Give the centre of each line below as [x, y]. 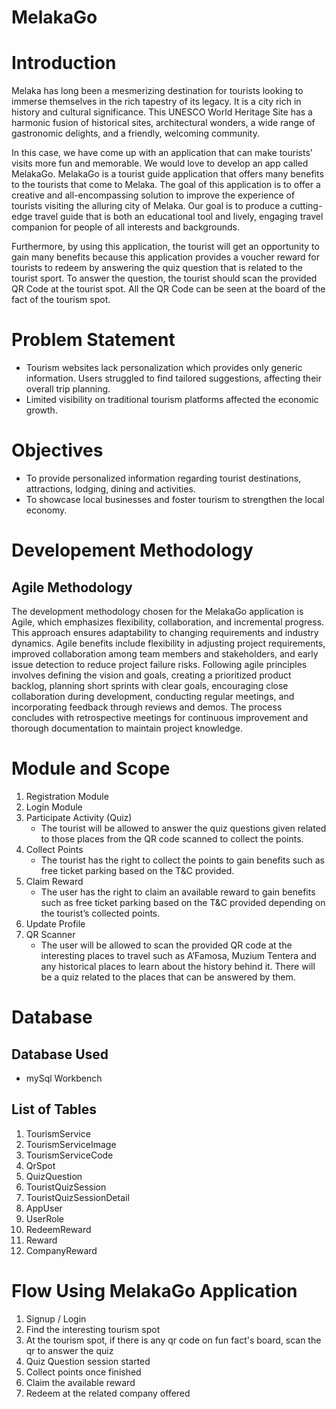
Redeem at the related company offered [108, 1393]
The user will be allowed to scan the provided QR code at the [166, 945]
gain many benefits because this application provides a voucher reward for [166, 257]
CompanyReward [61, 1250]
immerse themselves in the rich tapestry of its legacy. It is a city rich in [156, 102]
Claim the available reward [80, 1382]
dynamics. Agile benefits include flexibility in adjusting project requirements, [168, 643]
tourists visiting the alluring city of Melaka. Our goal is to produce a [149, 206]
